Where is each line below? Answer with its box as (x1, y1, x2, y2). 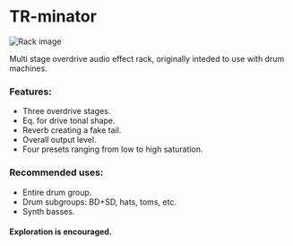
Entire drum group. (22, 187, 92, 198)
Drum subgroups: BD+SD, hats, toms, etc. (22, 196, 177, 207)
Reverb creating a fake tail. (22, 125, 122, 136)
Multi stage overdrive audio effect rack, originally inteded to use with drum (9, 53, 285, 64)
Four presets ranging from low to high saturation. (22, 144, 203, 154)
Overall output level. (22, 135, 97, 145)
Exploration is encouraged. (9, 226, 112, 237)
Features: (9, 85, 52, 98)
